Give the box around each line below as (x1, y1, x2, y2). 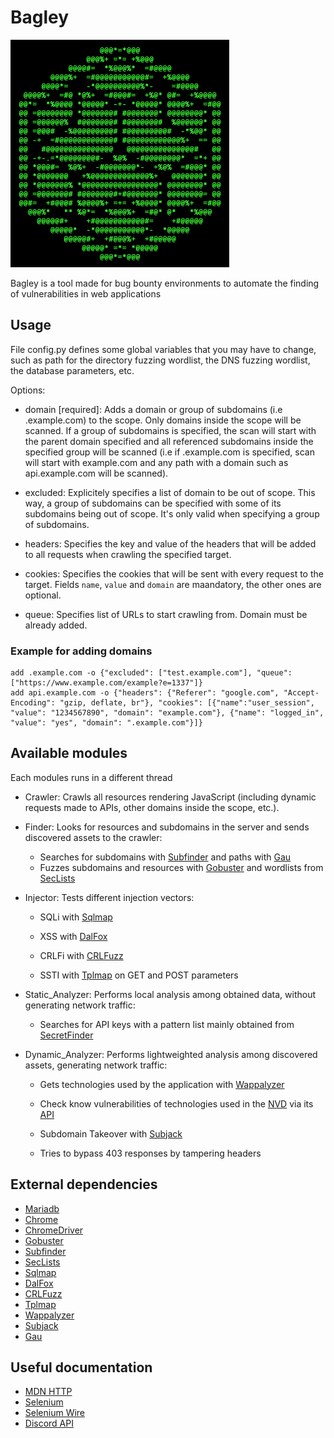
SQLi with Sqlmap (39, 911, 113, 923)
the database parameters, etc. (10, 364, 135, 376)
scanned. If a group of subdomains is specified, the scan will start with (24, 424, 317, 436)
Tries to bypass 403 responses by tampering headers (39, 1147, 262, 1159)
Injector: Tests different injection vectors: (24, 891, 195, 903)
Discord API (24, 1417, 74, 1430)
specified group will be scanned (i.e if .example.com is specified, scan (24, 446, 315, 458)
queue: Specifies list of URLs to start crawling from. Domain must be (24, 608, 308, 620)
